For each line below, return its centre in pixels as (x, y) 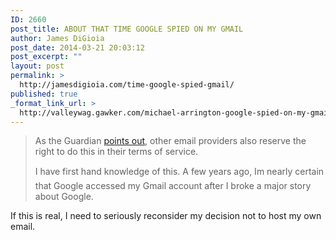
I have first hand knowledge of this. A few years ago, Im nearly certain (179, 172)
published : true (44, 94)
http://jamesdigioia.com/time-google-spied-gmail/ (127, 85)
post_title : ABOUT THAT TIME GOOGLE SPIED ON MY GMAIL (127, 29)
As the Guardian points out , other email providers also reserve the (170, 141)
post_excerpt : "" (46, 57)
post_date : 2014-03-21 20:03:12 (77, 47)
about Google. (64, 197)
